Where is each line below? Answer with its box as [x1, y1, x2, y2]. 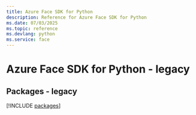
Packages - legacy [6, 86, 77, 96]
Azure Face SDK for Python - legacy [6, 62, 190, 76]
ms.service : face [6, 37, 50, 43]
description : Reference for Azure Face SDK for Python [6, 14, 147, 20]
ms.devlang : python [6, 31, 55, 37]
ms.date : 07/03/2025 [6, 20, 58, 26]
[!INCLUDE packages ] [6, 102, 61, 109]
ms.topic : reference [6, 25, 58, 32]
